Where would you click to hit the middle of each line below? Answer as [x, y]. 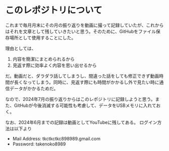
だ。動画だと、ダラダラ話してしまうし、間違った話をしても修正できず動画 [82, 76]
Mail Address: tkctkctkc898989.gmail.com [57, 138]
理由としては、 [21, 48]
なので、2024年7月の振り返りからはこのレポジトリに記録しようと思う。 [80, 99]
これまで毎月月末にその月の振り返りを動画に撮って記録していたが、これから [84, 25]
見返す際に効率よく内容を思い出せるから [54, 65]
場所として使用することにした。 [43, 38]
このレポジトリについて [54, 10]
